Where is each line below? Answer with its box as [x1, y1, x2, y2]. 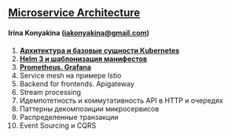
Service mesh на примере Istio [19, 71, 122, 80]
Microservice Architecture [8, 6, 141, 20]
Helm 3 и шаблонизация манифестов [19, 54, 148, 64]
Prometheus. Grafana [19, 62, 92, 71]
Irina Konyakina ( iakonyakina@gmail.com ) [8, 27, 150, 38]
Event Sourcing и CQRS [19, 121, 97, 130]
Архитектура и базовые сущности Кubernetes [19, 45, 180, 55]
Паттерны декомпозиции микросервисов [19, 103, 159, 113]
